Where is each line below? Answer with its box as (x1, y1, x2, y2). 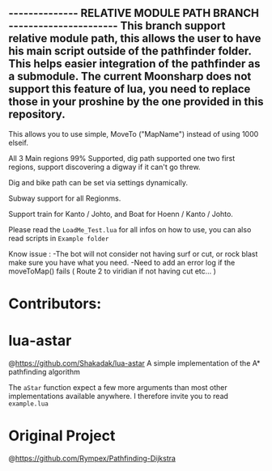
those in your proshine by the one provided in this (8, 95, 264, 108)
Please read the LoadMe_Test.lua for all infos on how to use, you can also (8, 224, 252, 234)
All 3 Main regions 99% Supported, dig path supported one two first (8, 153, 236, 163)
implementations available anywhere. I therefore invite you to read (8, 391, 229, 401)
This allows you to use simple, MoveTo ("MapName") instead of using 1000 (8, 129, 259, 138)
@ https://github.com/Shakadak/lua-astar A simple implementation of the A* (8, 358, 261, 367)
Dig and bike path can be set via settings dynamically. (8, 177, 189, 187)
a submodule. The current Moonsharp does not (8, 70, 252, 83)
